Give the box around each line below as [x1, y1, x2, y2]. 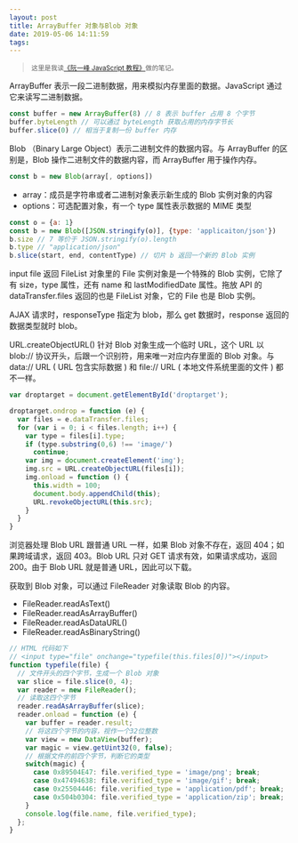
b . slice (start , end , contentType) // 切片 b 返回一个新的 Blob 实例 [9, 251, 255, 261]
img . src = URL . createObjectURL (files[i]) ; [25, 464, 185, 474]
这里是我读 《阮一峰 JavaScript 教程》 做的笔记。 [30, 64, 179, 73]
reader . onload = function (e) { [17, 711, 138, 719]
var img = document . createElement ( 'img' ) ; [25, 456, 185, 465]
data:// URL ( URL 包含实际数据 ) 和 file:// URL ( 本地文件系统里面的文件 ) [9, 362, 274, 373]
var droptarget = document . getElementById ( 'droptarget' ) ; [9, 390, 229, 400]
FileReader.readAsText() [21, 598, 111, 609]
